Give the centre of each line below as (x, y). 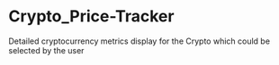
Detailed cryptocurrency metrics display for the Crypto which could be (139, 41)
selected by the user (46, 50)
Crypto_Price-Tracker (91, 16)
